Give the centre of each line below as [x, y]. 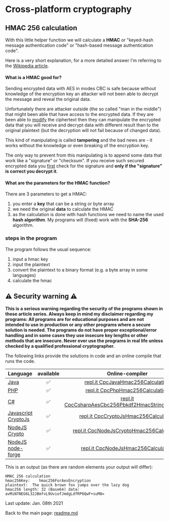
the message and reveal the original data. [48, 99]
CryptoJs [19, 419]
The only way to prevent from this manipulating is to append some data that [83, 155]
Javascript [20, 413]
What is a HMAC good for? [33, 77]
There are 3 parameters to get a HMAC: [46, 194]
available [49, 373]
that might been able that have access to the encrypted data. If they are [79, 114]
